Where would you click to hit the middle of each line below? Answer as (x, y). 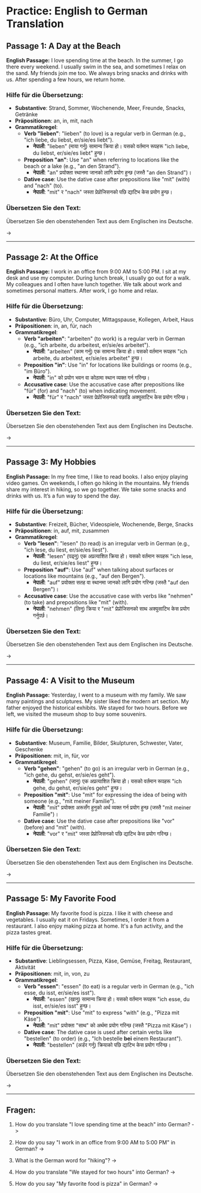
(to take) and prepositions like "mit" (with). (76, 603)
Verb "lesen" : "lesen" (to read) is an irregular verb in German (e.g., (107, 544)
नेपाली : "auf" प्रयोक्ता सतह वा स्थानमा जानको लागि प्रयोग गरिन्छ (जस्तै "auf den (111, 583)
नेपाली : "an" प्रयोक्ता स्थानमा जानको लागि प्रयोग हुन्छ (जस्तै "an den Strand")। (112, 173)
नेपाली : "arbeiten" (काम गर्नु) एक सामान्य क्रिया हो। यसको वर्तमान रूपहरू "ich (110, 351)
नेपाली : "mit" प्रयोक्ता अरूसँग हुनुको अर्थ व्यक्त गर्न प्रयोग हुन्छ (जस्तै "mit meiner (112, 807)
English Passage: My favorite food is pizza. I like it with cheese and (89, 913)
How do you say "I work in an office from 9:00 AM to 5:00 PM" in (95, 1143)
